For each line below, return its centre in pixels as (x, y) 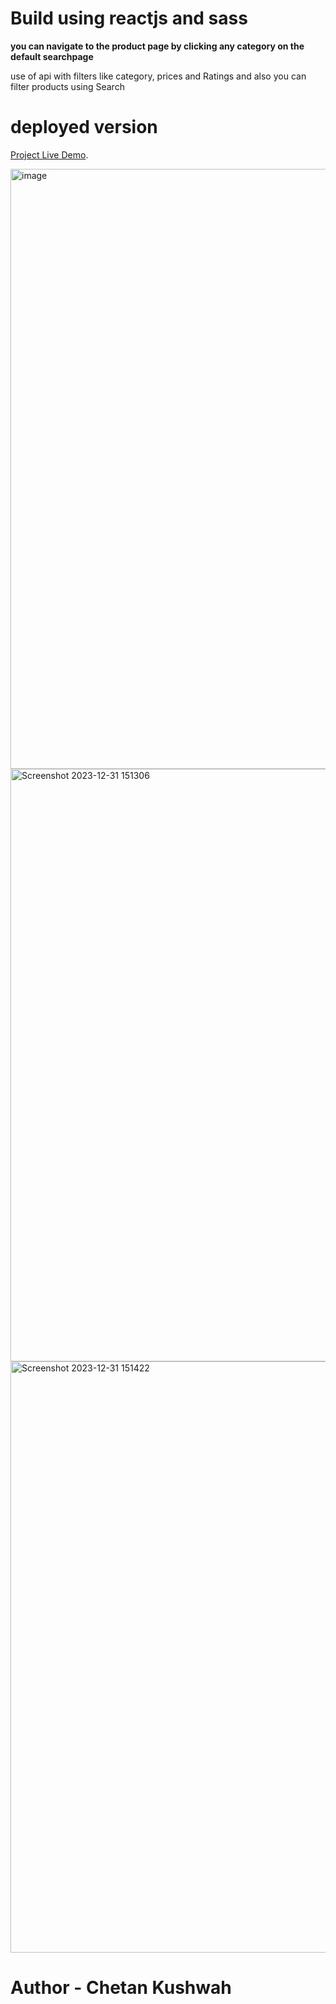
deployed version (84, 127)
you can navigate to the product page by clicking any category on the (157, 46)
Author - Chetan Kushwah (121, 1988)
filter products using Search (67, 86)
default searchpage (52, 56)
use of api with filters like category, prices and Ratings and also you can (158, 76)
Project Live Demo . (49, 154)
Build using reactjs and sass (129, 18)
